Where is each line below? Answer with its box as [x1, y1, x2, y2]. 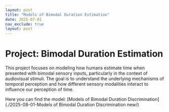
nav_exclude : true [5, 21, 44, 27]
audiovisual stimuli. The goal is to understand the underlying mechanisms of [5, 76, 164, 82]
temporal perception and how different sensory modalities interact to [5, 81, 149, 87]
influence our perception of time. [5, 87, 74, 93]
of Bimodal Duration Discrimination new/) [53, 102, 139, 108]
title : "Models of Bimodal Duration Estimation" [5, 12, 110, 17]
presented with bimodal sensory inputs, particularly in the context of [5, 70, 148, 77]
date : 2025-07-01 [5, 17, 42, 22]
